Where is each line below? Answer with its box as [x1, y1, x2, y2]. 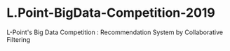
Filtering [6, 35, 31, 43]
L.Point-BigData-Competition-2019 [6, 5, 215, 21]
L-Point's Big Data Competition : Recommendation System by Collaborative [6, 28, 224, 36]
